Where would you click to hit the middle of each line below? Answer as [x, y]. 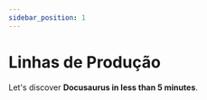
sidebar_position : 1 [47, 18]
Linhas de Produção [85, 62]
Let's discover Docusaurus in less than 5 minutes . [103, 87]
